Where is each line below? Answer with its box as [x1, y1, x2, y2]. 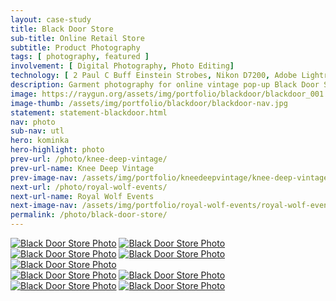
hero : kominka [10, 136, 70, 146]
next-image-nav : [10, 201, 78, 211]
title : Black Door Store [10, 24, 114, 34]
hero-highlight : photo [10, 145, 105, 155]
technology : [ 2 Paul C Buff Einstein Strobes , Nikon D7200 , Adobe [10, 71, 298, 81]
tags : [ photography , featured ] [10, 52, 150, 62]
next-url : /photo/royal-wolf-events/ [10, 182, 168, 192]
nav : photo [10, 117, 56, 127]
